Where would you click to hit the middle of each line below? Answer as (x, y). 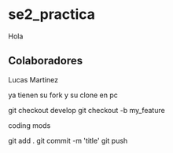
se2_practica (52, 15)
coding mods (29, 125)
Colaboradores (46, 61)
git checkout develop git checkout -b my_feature (86, 110)
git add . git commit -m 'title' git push (68, 140)
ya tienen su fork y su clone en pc (63, 95)
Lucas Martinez (33, 79)
